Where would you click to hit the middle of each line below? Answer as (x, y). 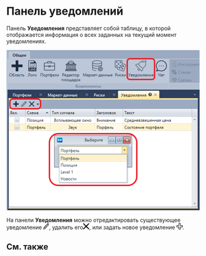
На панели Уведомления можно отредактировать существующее (93, 220)
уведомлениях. (26, 41)
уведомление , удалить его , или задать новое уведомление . (95, 227)
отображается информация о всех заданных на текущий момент (91, 34)
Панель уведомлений (65, 11)
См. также (28, 247)
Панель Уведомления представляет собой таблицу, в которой (89, 28)
